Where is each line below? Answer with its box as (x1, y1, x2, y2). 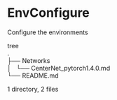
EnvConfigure (7, 5, 90, 21)
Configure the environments (7, 28, 89, 36)
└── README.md (7, 71, 59, 80)
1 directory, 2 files (7, 85, 59, 93)
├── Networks (7, 56, 50, 64)
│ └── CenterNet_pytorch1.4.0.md (7, 64, 111, 72)
